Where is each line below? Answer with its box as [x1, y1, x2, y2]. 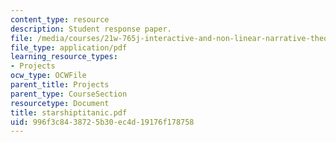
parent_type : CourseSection [10, 89, 128, 99]
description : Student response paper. [10, 24, 172, 34]
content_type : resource [10, 14, 110, 25]
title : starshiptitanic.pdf [10, 107, 128, 118]
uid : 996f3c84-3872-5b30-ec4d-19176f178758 [10, 117, 195, 127]
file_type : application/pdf [10, 42, 128, 53]
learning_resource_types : [10, 52, 118, 62]
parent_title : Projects [10, 80, 110, 90]
